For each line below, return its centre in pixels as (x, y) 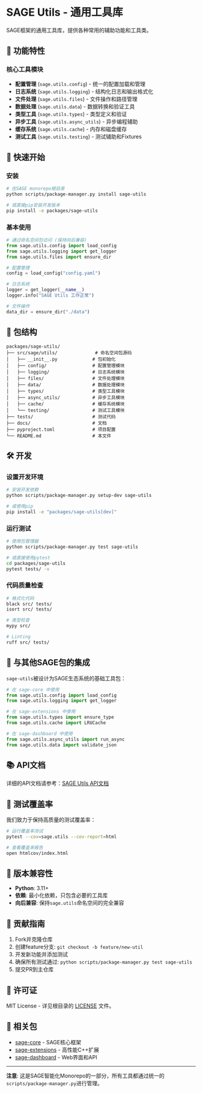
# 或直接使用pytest (28, 558)
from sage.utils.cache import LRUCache (56, 723)
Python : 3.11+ (32, 888)
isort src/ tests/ (29, 609)
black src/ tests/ (29, 604)
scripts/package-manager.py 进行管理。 (55, 1083)
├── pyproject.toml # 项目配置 (61, 430)
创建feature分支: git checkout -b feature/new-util (79, 947)
